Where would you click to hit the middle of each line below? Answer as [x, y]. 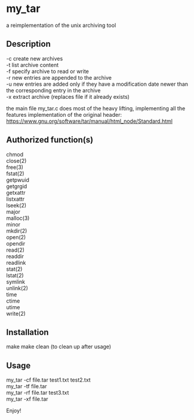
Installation [27, 332]
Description [28, 44]
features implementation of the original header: [64, 114]
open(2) [16, 237]
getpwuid [18, 180]
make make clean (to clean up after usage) [59, 347]
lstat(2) [15, 275]
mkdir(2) [17, 231]
